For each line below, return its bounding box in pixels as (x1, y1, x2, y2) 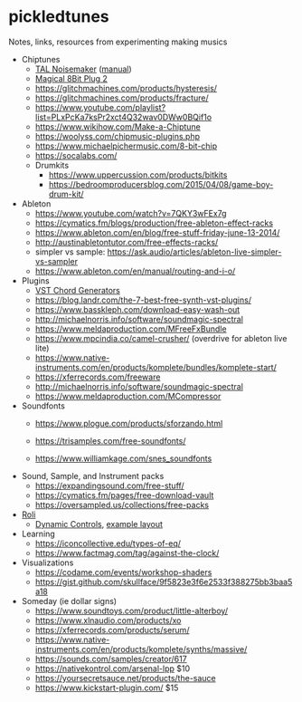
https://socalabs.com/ (34, 149, 118, 160)
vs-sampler (34, 255, 79, 266)
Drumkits (34, 159, 70, 170)
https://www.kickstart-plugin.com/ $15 (34, 682, 179, 693)
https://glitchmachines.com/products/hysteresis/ (34, 82, 218, 93)
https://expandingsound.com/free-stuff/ (34, 480, 184, 491)
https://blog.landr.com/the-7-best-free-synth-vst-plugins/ (34, 294, 252, 305)
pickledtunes (8, 6, 109, 27)
